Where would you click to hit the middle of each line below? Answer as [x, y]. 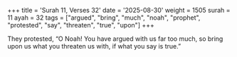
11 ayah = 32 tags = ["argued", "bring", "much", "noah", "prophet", [104, 18]
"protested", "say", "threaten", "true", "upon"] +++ [81, 25]
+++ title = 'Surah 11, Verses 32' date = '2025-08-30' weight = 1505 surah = [119, 10]
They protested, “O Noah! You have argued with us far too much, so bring [115, 39]
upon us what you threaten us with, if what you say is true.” [94, 46]
